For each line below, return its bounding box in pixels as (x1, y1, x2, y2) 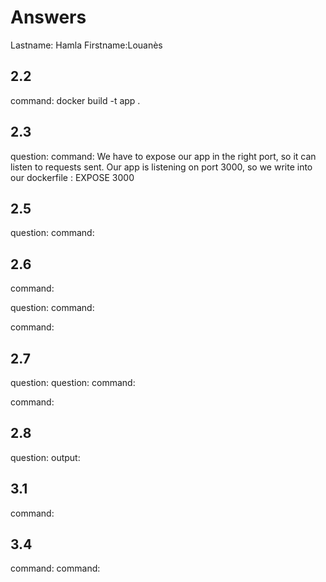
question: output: (10, 451, 81, 463)
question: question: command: (10, 377, 136, 388)
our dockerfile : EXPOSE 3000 (10, 171, 135, 183)
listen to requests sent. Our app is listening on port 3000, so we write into (10, 161, 313, 173)
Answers (10, 6, 87, 29)
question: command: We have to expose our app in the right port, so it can (10, 150, 317, 162)
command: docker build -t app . (10, 94, 141, 106)
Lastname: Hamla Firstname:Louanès (10, 39, 163, 51)
